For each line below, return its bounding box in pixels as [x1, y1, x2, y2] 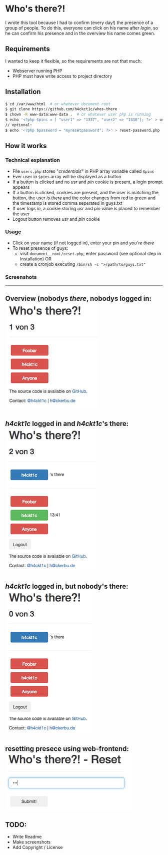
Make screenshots [12, 839, 51, 845]
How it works [5, 142, 47, 150]
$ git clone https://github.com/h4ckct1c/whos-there [5, 107, 117, 112]
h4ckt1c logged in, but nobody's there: [5, 582, 128, 591]
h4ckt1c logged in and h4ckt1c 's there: [5, 419, 129, 428]
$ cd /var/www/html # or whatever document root [5, 101, 111, 107]
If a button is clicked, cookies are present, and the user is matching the [12, 189, 159, 195]
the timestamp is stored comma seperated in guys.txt [12, 200, 122, 206]
